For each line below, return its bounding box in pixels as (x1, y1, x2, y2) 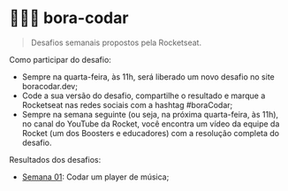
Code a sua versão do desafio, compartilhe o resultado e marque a (21, 90, 266, 101)
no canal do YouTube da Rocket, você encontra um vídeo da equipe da (21, 118, 280, 129)
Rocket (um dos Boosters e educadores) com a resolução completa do (21, 127, 280, 138)
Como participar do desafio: (9, 54, 112, 65)
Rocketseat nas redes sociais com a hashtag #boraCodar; (21, 99, 233, 110)
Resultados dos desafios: (9, 154, 102, 164)
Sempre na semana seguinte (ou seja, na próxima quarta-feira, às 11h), (21, 109, 279, 119)
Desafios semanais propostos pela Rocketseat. (30, 37, 201, 48)
